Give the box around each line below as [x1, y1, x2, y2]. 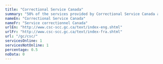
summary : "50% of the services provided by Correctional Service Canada [5, 12, 155, 16]
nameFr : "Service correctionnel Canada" [5, 20, 88, 26]
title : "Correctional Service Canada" [5, 7, 83, 12]
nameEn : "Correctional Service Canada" [5, 16, 86, 21]
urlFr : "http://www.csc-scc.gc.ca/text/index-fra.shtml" [5, 29, 123, 34]
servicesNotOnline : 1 [5, 43, 49, 48]
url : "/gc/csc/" [5, 34, 38, 39]
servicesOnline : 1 [5, 38, 42, 43]
